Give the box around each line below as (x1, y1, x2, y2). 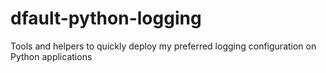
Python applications (10, 50, 93, 62)
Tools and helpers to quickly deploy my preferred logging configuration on (10, 40, 317, 52)
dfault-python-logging (10, 7, 202, 30)
